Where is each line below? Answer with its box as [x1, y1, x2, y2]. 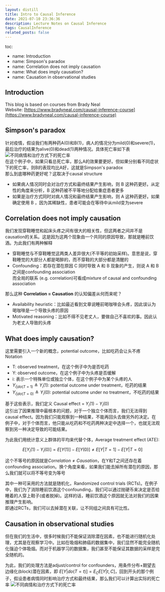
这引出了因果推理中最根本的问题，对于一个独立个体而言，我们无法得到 [5, 407, 147, 414]
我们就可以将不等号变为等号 [9, 470, 65, 476]
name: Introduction [12, 53, 51, 59]
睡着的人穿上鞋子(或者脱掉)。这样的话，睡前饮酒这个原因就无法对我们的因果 [5, 493, 159, 499]
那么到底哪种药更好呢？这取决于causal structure [5, 170, 103, 176]
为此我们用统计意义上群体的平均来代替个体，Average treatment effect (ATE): [5, 436, 160, 442]
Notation [5, 354, 23, 360]
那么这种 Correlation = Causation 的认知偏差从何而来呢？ [5, 291, 122, 297]
